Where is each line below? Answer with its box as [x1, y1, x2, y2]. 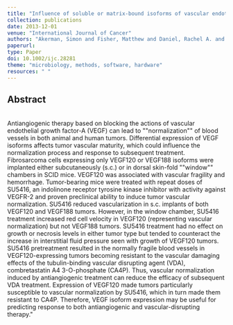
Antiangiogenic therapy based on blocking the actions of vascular [7, 119, 196, 128]
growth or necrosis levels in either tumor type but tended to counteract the [7, 230, 221, 238]
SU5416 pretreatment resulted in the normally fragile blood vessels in [7, 244, 205, 252]
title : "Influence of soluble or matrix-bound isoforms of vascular [7, 10, 209, 17]
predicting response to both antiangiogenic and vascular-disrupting [7, 303, 200, 311]
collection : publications [7, 17, 82, 24]
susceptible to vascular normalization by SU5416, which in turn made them [7, 288, 221, 297]
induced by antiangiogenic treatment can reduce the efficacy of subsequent [7, 274, 225, 282]
